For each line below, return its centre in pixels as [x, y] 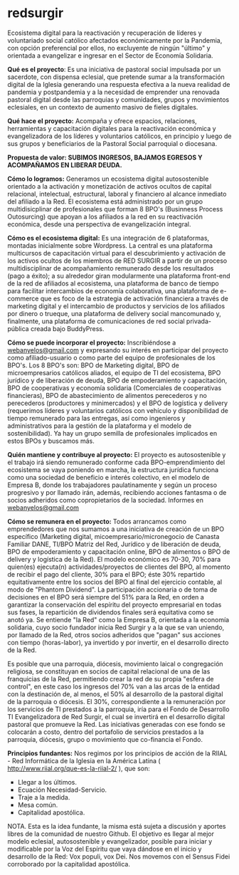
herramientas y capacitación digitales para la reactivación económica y [112, 128]
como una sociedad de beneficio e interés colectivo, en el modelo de [108, 477]
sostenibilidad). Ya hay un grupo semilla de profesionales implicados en [112, 433]
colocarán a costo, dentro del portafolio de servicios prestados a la [106, 732]
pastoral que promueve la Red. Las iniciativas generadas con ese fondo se [116, 724]
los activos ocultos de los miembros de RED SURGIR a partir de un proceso [117, 261]
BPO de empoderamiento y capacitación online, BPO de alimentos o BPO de [119, 551]
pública [18, 328]
